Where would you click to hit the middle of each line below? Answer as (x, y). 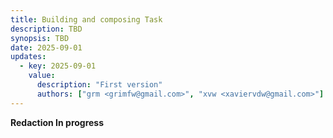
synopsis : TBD (40, 38)
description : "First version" (99, 85)
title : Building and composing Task (86, 19)
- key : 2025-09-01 (58, 66)
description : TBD (46, 29)
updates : (28, 57)
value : (42, 76)
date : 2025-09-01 (46, 47)
